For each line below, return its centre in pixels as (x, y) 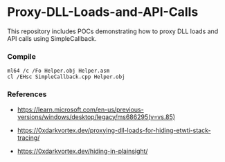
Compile (21, 56)
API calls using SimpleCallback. (52, 38)
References (27, 94)
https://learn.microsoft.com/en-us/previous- (80, 109)
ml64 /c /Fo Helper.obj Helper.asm (58, 71)
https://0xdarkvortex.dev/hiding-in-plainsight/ (82, 151)
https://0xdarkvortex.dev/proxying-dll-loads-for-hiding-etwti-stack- (114, 130)
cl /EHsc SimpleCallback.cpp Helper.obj (66, 77)
